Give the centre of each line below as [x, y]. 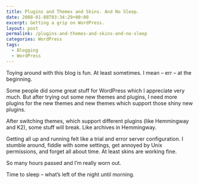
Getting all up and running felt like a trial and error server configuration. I [95, 139]
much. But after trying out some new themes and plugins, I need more [92, 97]
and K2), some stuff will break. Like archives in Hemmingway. [81, 127]
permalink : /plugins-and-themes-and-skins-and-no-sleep [77, 34]
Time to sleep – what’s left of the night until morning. [70, 174]
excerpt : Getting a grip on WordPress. [56, 23]
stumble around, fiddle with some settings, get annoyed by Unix [84, 145]
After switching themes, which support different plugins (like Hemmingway [97, 121]
